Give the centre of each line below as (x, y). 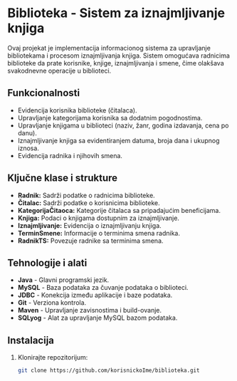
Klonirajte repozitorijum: (53, 357)
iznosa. (28, 148)
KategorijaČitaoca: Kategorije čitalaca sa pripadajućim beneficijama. (119, 210)
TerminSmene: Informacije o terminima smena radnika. (99, 233)
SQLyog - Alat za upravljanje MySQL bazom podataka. (98, 318)
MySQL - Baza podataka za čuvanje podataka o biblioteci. (103, 288)
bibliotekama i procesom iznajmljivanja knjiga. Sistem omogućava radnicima (118, 56)
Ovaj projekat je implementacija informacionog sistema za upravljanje (109, 48)
